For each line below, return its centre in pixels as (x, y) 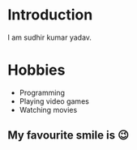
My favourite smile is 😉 (68, 135)
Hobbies (36, 70)
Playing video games (54, 101)
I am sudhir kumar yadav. (50, 37)
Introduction (50, 15)
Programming (42, 92)
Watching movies (48, 109)
